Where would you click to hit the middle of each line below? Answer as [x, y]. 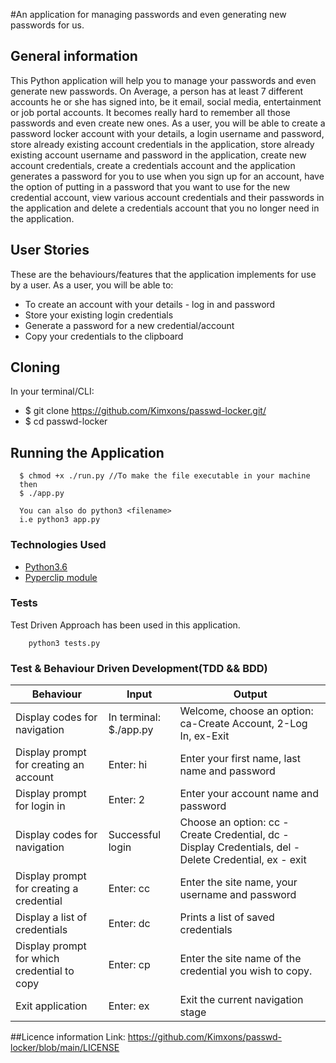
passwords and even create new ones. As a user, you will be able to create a [168, 123]
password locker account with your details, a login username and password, [167, 133]
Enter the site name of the [240, 959]
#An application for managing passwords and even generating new [148, 14]
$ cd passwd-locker [66, 421]
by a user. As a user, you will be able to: [92, 285]
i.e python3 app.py [60, 520]
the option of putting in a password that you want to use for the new [150, 186]
